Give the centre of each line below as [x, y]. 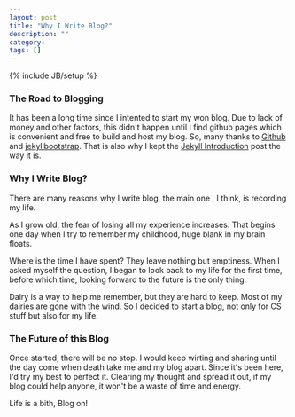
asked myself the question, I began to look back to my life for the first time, [146, 270]
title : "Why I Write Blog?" [61, 26]
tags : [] [25, 51]
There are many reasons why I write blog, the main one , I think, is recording [148, 198]
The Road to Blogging [56, 98]
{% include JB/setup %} [53, 75]
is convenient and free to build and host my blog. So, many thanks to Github [147, 137]
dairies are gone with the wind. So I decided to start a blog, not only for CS [145, 306]
